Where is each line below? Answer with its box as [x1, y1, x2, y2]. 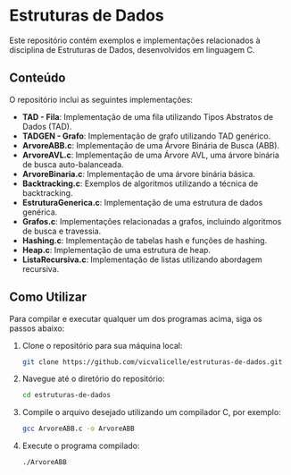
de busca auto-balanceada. [21, 158, 124, 170]
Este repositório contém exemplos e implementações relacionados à [9, 35, 261, 46]
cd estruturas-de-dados [21, 391, 112, 400]
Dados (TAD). [21, 121, 72, 131]
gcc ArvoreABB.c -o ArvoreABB [21, 424, 136, 434]
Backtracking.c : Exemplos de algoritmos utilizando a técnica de [21, 178, 259, 189]
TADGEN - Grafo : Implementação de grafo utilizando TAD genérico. [21, 131, 271, 141]
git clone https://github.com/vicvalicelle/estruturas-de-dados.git [21, 357, 283, 367]
